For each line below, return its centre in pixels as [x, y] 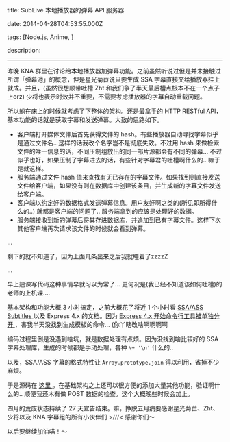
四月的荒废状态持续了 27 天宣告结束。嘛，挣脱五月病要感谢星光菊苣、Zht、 [113, 408]
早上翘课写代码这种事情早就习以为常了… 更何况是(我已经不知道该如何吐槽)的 [115, 284]
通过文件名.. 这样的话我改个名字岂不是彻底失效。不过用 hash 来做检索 [121, 143]
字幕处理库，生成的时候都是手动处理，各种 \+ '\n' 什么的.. [90, 347]
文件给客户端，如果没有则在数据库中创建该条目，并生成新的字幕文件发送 [119, 186]
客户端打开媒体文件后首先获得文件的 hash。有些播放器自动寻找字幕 [112, 134]
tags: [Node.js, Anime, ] [40, 37]
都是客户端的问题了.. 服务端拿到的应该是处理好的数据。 [120, 211]
